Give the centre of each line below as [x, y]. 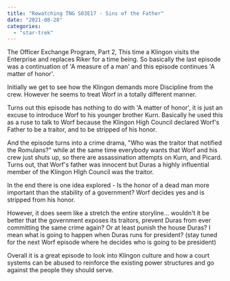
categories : [24, 26]
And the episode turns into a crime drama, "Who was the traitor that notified [114, 143]
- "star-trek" [33, 33]
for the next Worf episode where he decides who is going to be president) [112, 242]
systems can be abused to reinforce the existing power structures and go [111, 263]
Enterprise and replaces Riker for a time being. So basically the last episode [114, 60]
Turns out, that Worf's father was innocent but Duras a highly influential [108, 164]
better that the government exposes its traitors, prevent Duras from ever [109, 221]
